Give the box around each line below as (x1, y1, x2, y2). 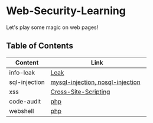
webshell (9, 106, 34, 115)
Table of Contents (6, 41, 74, 51)
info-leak (9, 68, 35, 76)
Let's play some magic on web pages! (6, 24, 99, 31)
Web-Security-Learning (6, 4, 126, 18)
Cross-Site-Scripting (50, 88, 110, 96)
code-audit (9, 97, 41, 105)
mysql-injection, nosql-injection (50, 78, 141, 86)
